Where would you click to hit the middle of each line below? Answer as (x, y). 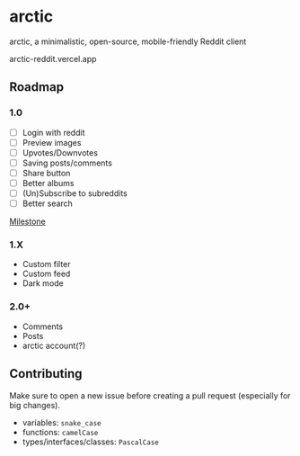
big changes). (35, 405)
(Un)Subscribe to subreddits (75, 193)
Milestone (28, 221)
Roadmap (37, 87)
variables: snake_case (62, 422)
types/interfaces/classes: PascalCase (91, 442)
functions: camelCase (60, 432)
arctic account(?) (54, 345)
